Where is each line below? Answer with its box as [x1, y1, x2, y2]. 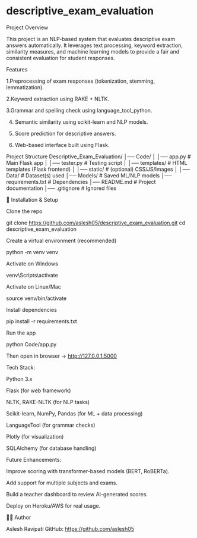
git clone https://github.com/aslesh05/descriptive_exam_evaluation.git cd [6, 219, 186, 226]
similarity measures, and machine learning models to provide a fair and [6, 48, 180, 55]
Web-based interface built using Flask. [14, 141, 110, 148]
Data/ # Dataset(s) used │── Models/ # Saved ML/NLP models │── [6, 171, 172, 179]
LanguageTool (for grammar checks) [6, 421, 96, 428]
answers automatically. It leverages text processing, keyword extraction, [6, 42, 183, 49]
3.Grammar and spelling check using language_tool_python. [6, 107, 152, 114]
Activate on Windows [6, 260, 58, 267]
